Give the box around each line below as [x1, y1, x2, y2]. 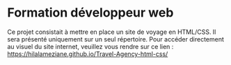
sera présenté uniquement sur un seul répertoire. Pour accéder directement [7, 35, 225, 43]
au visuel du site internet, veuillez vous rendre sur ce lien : [7, 42, 174, 50]
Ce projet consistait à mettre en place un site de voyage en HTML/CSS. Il [7, 28, 216, 36]
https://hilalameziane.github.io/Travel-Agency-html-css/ [7, 50, 168, 58]
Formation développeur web [7, 5, 174, 21]
